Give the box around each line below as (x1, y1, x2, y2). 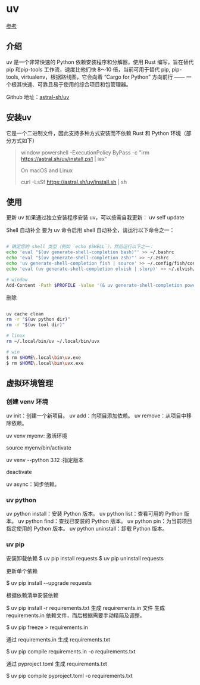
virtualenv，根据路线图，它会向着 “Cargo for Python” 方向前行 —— (20, 73, 185, 80)
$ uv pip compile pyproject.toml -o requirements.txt (6, 672, 133, 679)
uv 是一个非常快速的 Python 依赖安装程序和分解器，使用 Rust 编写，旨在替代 (6, 58, 194, 66)
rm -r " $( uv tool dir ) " (6, 322, 65, 328)
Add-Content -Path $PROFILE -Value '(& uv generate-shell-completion (6, 282, 183, 288)
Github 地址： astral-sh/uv (6, 93, 70, 100)
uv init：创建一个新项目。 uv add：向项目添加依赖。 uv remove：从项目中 (6, 412, 187, 419)
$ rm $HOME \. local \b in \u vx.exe (6, 360, 84, 366)
